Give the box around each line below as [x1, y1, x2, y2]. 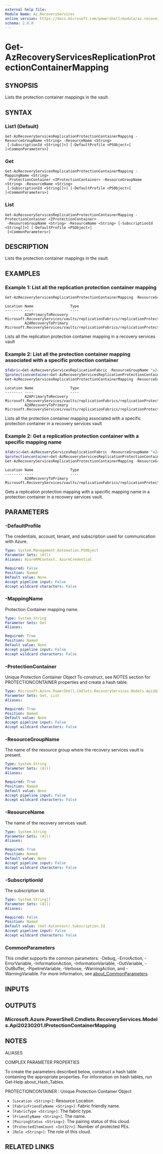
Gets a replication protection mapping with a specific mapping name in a [5, 489, 150, 495]
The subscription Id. [5, 888, 45, 893]
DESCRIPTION [5, 242, 49, 250]
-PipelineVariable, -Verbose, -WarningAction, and [26, 966, 125, 972]
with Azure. [5, 539, 28, 544]
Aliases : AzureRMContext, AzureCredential [5, 557, 92, 562]
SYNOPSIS [5, 81, 38, 90]
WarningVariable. [5, 971, 40, 977]
